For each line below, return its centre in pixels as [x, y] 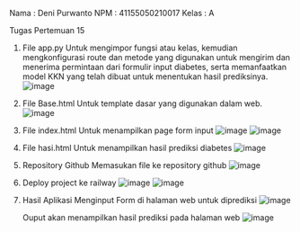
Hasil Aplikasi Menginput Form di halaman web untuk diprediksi [140, 200]
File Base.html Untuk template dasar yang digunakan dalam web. [142, 103]
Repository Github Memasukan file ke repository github [124, 165]
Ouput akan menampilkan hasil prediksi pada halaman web [131, 218]
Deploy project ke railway [69, 183]
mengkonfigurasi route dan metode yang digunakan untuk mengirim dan [156, 57]
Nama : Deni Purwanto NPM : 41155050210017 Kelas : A [112, 13]
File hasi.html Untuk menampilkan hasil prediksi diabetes [127, 148]
